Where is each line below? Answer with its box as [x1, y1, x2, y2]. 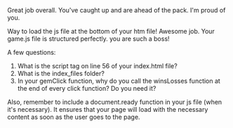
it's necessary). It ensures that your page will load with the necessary [7, 105, 208, 113]
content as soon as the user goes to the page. [7, 113, 140, 121]
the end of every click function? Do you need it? [17, 84, 157, 92]
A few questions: [7, 49, 56, 56]
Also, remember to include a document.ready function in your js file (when [7, 98, 222, 106]
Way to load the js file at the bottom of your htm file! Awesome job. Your [7, 27, 215, 35]
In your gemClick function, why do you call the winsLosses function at [17, 77, 221, 85]
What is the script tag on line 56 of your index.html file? [17, 62, 178, 70]
